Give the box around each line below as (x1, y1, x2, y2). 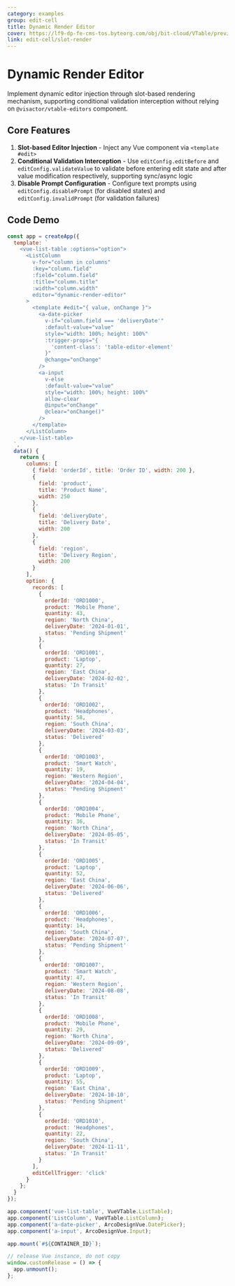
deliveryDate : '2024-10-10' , (44, 1091, 130, 1098)
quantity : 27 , (44, 662, 86, 669)
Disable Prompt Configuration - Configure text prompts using (17, 179, 197, 188)
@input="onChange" (44, 402, 99, 409)
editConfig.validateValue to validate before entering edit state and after (17, 164, 227, 172)
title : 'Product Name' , (38, 486, 108, 493)
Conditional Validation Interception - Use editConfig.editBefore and (17, 157, 219, 165)
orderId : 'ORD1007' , (44, 961, 105, 968)
